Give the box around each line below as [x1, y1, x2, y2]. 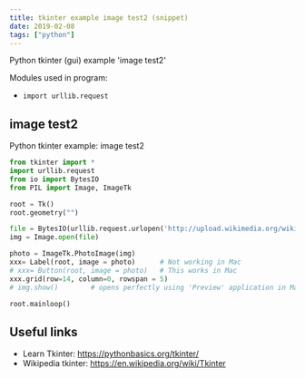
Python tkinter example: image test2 [9, 141, 145, 151]
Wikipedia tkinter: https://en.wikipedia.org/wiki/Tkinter [22, 358, 227, 369]
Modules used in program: [9, 73, 108, 83]
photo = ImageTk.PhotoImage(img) [9, 249, 136, 258]
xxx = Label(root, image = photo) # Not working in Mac [9, 257, 242, 267]
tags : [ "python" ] [9, 30, 75, 39]
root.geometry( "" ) [9, 208, 79, 218]
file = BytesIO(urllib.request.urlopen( [9, 224, 165, 234]
